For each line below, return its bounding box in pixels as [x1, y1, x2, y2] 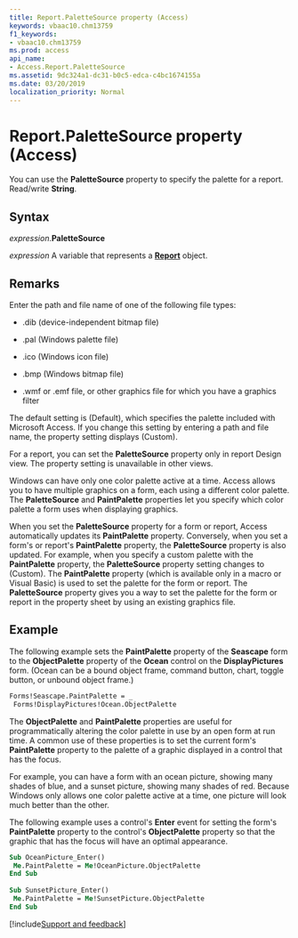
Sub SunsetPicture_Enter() [9, 886, 109, 895]
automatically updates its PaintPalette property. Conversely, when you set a [9, 530, 288, 541]
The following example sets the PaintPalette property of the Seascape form [9, 646, 288, 657]
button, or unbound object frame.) [9, 674, 134, 685]
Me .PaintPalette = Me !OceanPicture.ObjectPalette [12, 861, 201, 870]
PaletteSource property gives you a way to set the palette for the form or [9, 587, 278, 598]
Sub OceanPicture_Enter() [9, 853, 105, 861]
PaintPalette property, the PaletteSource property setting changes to [9, 559, 265, 570]
